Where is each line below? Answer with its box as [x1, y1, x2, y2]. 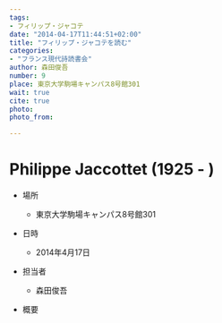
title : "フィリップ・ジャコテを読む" [9, 38, 132, 47]
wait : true [9, 88, 50, 97]
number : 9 [9, 72, 47, 81]
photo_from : [9, 113, 54, 122]
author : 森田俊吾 [9, 64, 69, 72]
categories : [9, 47, 54, 55]
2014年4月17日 [35, 247, 91, 258]
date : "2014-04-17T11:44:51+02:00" [9, 30, 142, 38]
